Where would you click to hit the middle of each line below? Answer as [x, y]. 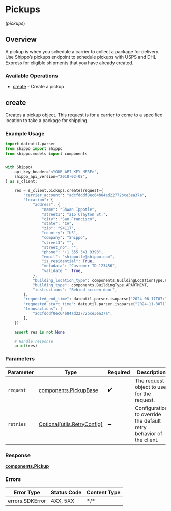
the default [148, 420]
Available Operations [32, 76]
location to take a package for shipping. [47, 120]
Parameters [20, 359]
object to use [150, 387]
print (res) [26, 346]
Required [119, 372]
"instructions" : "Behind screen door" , [75, 290]
